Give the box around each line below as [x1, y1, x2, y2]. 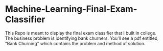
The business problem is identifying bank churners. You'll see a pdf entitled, [5, 35, 159, 41]
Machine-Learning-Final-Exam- [5, 3, 138, 15]
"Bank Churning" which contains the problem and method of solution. [5, 40, 145, 46]
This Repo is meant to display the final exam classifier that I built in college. [5, 30, 157, 36]
